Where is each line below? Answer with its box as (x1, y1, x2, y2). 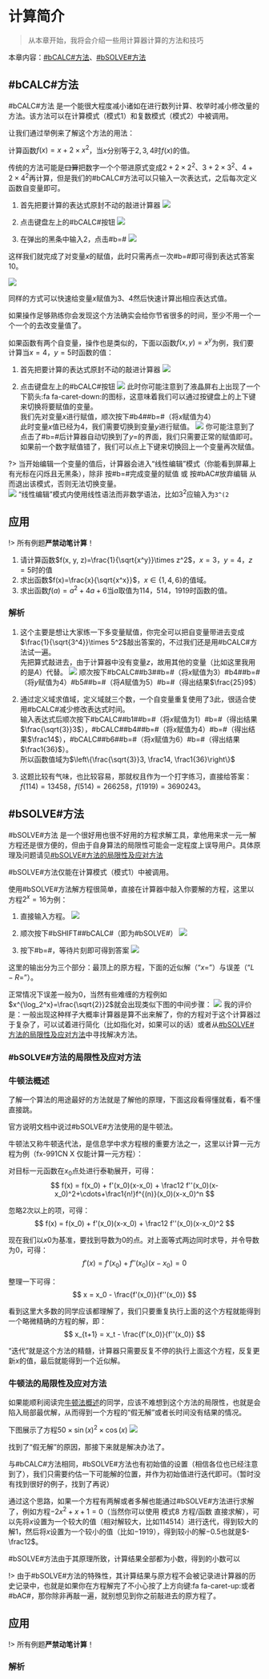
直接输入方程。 (19, 912, 70, 921)
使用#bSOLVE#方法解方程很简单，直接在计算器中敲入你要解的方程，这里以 (8, 884, 255, 894)
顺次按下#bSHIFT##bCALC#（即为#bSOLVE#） (19, 929, 178, 938)
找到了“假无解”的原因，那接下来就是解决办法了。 (8, 1442, 170, 1452)
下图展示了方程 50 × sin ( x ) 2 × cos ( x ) (8, 1424, 128, 1435)
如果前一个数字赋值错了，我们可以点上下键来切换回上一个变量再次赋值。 (19, 442, 259, 451)
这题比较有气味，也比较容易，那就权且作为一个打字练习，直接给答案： (19, 771, 252, 781)
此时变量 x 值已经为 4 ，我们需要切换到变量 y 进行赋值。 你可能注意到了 (19, 422, 255, 431)
